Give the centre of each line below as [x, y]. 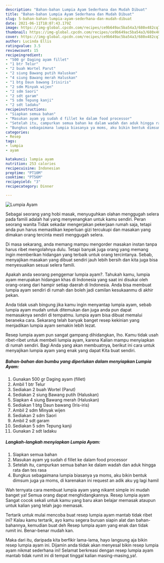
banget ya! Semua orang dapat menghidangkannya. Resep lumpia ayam [78, 495]
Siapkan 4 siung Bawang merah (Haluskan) [56, 400]
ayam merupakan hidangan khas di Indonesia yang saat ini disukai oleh [77, 279]
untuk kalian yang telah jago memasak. [45, 505]
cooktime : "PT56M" [24, 177]
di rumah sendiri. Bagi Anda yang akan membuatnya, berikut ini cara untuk [80, 345]
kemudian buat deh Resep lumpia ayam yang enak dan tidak [88, 525]
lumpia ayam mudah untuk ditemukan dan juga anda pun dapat [69, 310]
